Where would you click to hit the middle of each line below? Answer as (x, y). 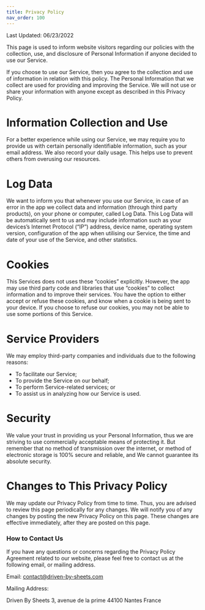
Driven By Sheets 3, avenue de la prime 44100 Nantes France (84, 600)
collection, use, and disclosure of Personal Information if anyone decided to (102, 53)
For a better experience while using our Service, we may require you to (96, 140)
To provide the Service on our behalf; (62, 381)
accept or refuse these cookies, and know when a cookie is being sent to (99, 301)
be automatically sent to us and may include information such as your (94, 220)
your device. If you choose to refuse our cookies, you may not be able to (98, 307)
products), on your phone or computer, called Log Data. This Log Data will (100, 214)
